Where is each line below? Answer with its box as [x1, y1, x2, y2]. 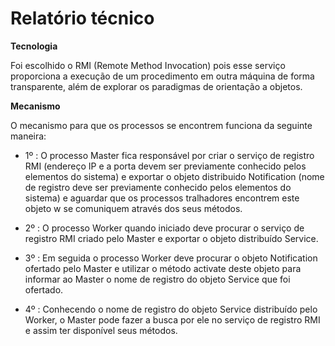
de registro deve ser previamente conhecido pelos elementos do [24, 181, 292, 193]
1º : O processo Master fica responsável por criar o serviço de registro [24, 149, 315, 161]
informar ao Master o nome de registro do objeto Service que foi [24, 273, 291, 285]
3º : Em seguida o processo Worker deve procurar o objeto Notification [24, 252, 318, 264]
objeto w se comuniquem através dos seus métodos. [24, 202, 243, 214]
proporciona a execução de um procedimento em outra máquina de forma [10, 70, 315, 82]
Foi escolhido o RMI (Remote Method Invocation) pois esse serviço [10, 59, 286, 71]
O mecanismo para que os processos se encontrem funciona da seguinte [10, 119, 313, 131]
